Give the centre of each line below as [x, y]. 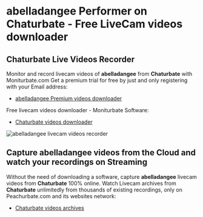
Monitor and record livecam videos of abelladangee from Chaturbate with [99, 74]
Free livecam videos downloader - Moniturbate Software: [78, 110]
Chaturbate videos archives [50, 208]
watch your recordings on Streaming [77, 162]
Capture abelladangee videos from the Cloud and [101, 153]
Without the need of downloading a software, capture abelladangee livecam [101, 176]
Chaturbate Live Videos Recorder [71, 59]
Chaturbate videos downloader [54, 122]
